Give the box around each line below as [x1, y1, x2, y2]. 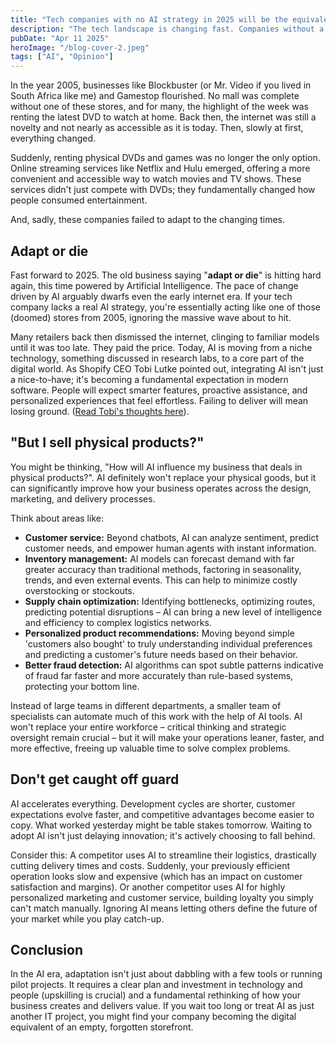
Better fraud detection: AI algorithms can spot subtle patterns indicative [24, 659, 324, 671]
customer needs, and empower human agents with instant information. [24, 542, 317, 554]
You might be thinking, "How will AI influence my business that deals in [10, 461, 303, 473]
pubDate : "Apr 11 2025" [10, 33, 110, 43]
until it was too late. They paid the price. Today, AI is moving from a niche [10, 341, 313, 353]
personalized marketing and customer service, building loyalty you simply [10, 891, 314, 903]
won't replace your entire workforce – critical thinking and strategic [10, 721, 287, 733]
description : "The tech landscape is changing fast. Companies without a [10, 24, 325, 34]
